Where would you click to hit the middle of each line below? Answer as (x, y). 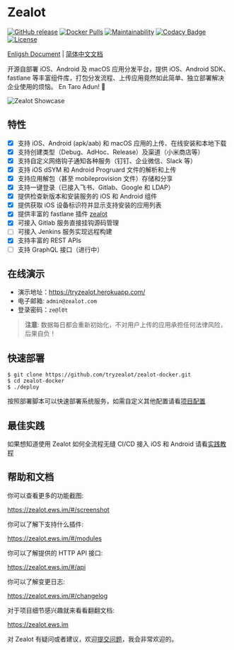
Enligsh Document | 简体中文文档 (55, 54)
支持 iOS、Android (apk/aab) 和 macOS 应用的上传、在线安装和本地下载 (122, 143)
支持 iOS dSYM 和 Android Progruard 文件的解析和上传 (97, 170)
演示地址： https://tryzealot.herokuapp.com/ (81, 292)
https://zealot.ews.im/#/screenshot (58, 509)
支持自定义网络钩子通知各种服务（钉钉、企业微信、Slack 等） (107, 160)
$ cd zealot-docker (36, 381)
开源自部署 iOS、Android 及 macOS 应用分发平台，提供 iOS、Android (108, 69)
